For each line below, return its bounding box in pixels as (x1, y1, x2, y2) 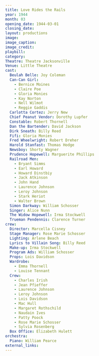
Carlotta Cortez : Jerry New (9, 110, 68, 115)
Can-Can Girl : (9, 77, 39, 82)
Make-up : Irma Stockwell (9, 245, 61, 250)
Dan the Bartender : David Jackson (9, 124, 81, 129)
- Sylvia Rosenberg (14, 324, 55, 329)
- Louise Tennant (14, 268, 50, 273)
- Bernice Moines (14, 82, 50, 87)
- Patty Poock (14, 315, 43, 320)
